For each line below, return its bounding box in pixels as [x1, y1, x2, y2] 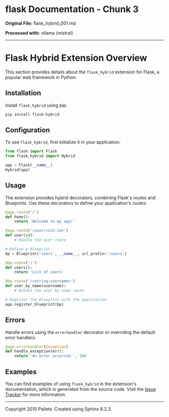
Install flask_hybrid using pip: [5, 102, 67, 108]
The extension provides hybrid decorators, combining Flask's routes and [5, 195, 156, 201]
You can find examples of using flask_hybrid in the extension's [5, 381, 137, 387]
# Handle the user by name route [14, 288, 84, 293]
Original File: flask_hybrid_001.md [5, 20, 76, 26]
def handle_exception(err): [5, 349, 64, 354]
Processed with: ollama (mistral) [5, 30, 73, 36]
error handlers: [5, 335, 36, 341]
